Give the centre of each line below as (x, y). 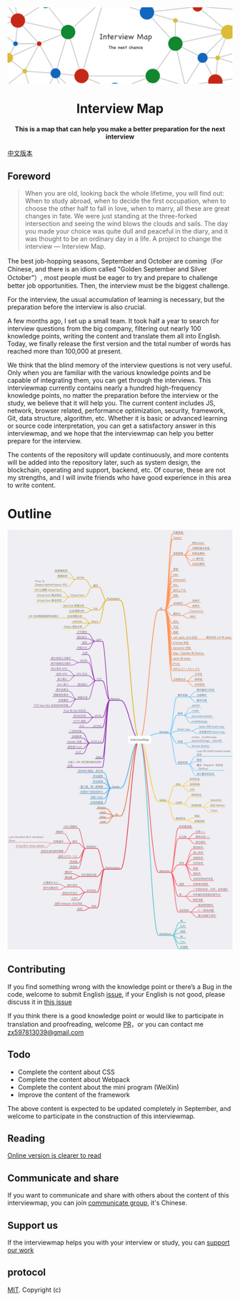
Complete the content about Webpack (74, 1079)
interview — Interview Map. (65, 246)
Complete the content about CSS (66, 1072)
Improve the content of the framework (74, 1095)
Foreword (29, 176)
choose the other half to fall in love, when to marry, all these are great (127, 208)
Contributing (36, 969)
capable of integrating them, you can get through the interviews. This (109, 380)
